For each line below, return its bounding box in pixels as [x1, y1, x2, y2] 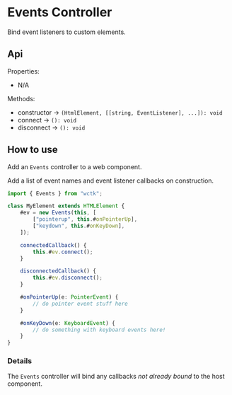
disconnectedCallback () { [20, 268, 97, 275]
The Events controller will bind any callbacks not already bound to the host [7, 372, 225, 381]
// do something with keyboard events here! [33, 326, 166, 333]
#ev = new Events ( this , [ [20, 210, 97, 217]
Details [7, 356, 33, 366]
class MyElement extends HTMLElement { [7, 202, 125, 210]
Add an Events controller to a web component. [7, 162, 142, 171]
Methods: [7, 94, 35, 103]
